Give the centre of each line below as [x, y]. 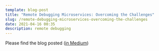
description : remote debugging [38, 29]
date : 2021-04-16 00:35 [30, 24]
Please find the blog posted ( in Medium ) [47, 43]
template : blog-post [27, 10]
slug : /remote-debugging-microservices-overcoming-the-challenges [76, 19]
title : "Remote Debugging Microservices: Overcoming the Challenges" [80, 15]
